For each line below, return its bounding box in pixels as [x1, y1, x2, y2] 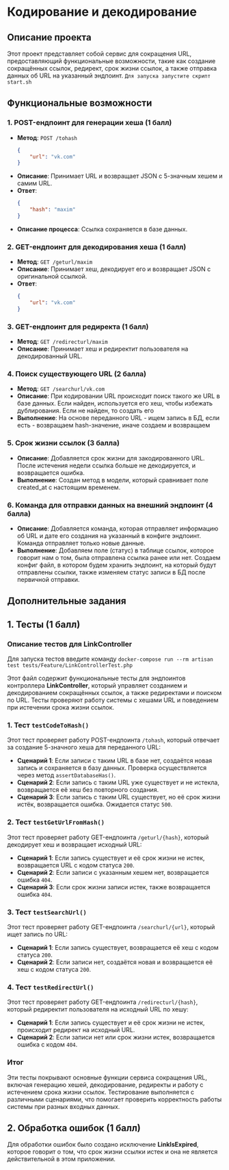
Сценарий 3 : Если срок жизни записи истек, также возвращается [16, 882, 211, 891]
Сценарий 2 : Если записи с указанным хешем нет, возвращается [16, 868, 209, 876]
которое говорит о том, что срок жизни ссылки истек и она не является [7, 1147, 218, 1156]
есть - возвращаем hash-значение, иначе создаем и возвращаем [16, 421, 211, 430]
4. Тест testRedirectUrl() [7, 982, 94, 992]
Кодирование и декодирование [7, 4, 197, 20]
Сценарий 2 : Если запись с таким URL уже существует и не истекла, [16, 778, 220, 786]
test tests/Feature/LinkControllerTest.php [7, 662, 133, 669]
